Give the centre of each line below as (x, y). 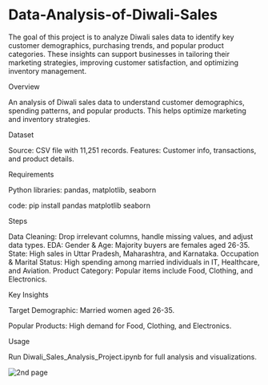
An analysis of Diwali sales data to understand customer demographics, (127, 102)
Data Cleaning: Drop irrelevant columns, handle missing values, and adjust (131, 236)
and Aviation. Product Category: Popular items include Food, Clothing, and (131, 270)
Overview (24, 87)
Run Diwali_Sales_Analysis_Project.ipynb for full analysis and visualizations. (133, 357)
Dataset (21, 135)
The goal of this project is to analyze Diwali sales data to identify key (121, 37)
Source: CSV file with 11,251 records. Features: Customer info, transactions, (132, 150)
